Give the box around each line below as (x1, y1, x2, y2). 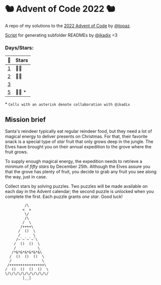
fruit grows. (5, 149, 28, 155)
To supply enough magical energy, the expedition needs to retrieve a (5, 159, 143, 164)
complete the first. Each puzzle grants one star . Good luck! (5, 194, 123, 199)
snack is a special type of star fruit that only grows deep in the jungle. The (5, 139, 154, 144)
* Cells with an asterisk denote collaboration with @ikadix (5, 101, 130, 107)
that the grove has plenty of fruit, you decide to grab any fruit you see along (5, 169, 157, 175)
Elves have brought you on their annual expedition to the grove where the (5, 144, 152, 150)
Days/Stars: (5, 44, 34, 51)
